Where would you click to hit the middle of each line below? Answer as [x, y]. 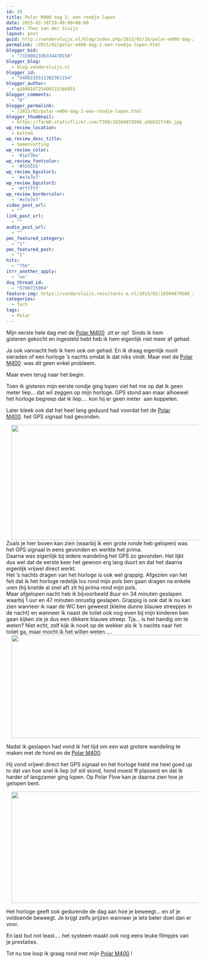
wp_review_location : [32, 128]
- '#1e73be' [26, 155]
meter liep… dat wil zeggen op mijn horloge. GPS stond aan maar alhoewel [97, 392]
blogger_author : [26, 84]
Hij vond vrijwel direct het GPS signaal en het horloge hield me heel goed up [99, 764]
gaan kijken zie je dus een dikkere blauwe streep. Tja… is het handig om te [97, 619]
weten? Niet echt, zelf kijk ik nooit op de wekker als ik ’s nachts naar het [94, 625]
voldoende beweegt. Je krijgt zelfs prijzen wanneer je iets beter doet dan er [99, 918]
